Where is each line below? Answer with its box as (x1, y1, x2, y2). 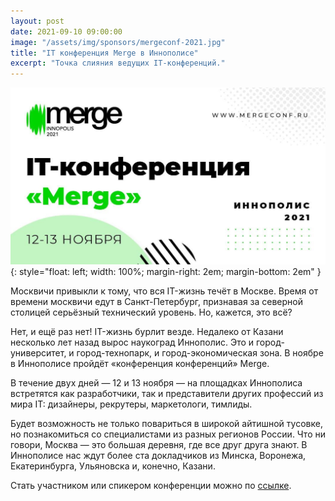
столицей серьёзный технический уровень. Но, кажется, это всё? (10, 306, 293, 319)
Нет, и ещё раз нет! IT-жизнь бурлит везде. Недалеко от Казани (10, 326, 284, 338)
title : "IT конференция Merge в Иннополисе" (10, 48, 199, 58)
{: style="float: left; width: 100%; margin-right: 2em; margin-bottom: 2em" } (10, 266, 322, 278)
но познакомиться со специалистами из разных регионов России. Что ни (10, 428, 327, 440)
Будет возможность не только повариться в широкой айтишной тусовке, (10, 418, 323, 430)
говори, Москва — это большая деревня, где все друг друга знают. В (10, 439, 308, 451)
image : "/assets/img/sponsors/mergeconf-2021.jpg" (10, 37, 226, 47)
